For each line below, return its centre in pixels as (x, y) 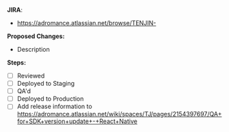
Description (33, 49)
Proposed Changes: (36, 36)
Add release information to (54, 106)
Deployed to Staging (46, 84)
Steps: (16, 63)
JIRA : (15, 10)
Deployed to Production (50, 99)
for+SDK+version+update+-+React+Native (77, 121)
